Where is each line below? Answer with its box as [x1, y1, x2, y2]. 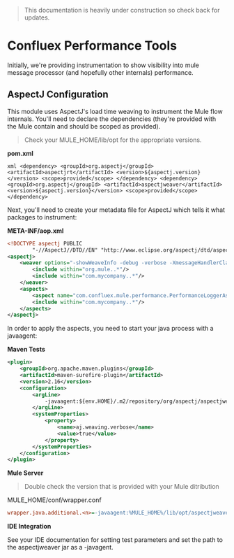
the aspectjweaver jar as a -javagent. [7, 543, 114, 552]
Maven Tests [7, 345, 45, 354]
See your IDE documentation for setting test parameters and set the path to [7, 536, 223, 544]
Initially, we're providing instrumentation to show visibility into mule [7, 61, 200, 69]
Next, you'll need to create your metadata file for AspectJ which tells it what [7, 206, 225, 214]
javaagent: [7, 331, 38, 340]
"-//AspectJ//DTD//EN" [32, 246, 98, 254]
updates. [24, 13, 50, 22]
